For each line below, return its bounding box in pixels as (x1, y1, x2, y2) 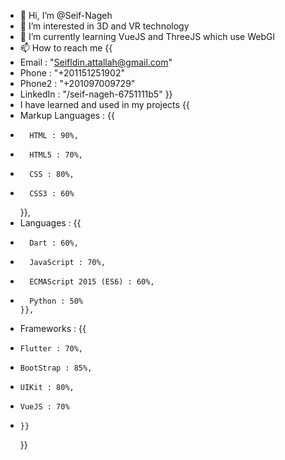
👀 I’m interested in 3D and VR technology (19, 20, 190, 32)
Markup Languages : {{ (19, 110, 116, 121)
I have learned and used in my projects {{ (19, 99, 190, 110)
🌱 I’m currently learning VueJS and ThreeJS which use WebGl (19, 31, 275, 42)
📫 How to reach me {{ (19, 42, 113, 54)
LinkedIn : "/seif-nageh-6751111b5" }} (19, 88, 173, 100)
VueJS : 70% (19, 402, 70, 412)
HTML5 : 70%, (29, 150, 84, 160)
